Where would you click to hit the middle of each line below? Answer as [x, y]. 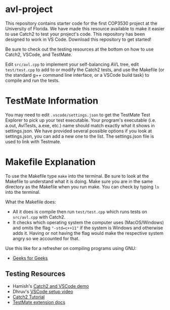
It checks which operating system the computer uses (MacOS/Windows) [88, 222]
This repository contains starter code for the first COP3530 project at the [81, 23]
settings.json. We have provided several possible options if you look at [79, 131]
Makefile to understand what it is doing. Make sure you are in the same [79, 181]
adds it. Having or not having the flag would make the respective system [88, 233]
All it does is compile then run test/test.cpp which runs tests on [80, 212]
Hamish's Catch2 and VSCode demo [51, 286]
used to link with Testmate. [33, 141]
